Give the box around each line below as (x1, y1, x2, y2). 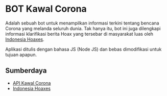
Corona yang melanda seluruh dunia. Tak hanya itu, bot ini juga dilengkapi (5, 25, 161, 31)
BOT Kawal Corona (5, 3, 87, 15)
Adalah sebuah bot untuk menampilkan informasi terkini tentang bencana (5, 20, 159, 26)
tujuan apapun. (5, 52, 37, 58)
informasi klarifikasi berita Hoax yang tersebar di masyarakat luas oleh (5, 31, 154, 37)
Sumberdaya (5, 66, 47, 75)
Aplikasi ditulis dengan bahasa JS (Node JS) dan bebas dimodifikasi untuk (5, 46, 162, 52)
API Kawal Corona (12, 80, 51, 86)
